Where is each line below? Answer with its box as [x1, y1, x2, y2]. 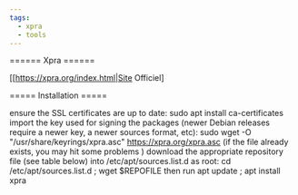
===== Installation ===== [9, 90, 107, 101]
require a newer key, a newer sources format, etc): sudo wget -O [9, 127, 252, 138]
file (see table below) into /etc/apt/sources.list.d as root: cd [9, 156, 232, 167]
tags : [9, 13, 30, 23]
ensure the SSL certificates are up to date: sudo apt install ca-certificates [9, 108, 284, 119]
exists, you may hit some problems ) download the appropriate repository [9, 146, 284, 157]
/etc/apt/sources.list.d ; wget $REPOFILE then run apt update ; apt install [9, 165, 281, 177]
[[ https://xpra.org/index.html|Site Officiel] [9, 73, 164, 83]
